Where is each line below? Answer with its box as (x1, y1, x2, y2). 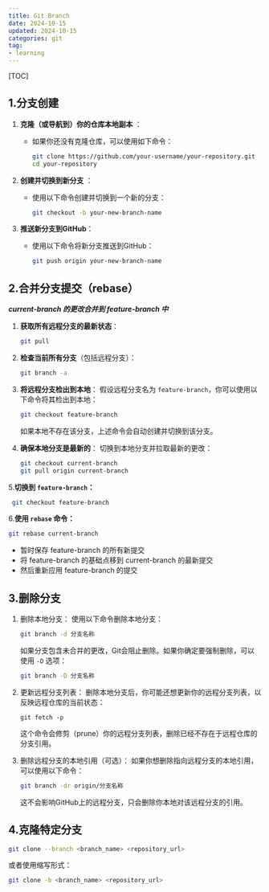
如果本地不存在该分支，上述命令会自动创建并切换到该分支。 (19, 426, 218, 436)
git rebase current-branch (8, 530, 99, 538)
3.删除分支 (8, 591, 62, 605)
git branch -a (19, 369, 67, 377)
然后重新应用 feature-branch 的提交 (19, 566, 138, 575)
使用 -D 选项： (19, 656, 67, 665)
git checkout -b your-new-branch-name (31, 208, 162, 217)
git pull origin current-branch (19, 467, 128, 475)
